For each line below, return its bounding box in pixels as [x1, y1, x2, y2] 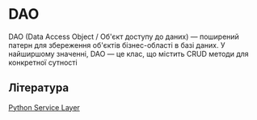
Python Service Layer [8, 102, 81, 112]
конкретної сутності [8, 58, 78, 67]
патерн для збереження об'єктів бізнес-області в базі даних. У [8, 40, 225, 49]
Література [8, 81, 70, 95]
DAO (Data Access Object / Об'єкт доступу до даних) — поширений [8, 32, 240, 41]
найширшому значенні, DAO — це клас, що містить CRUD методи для [8, 49, 249, 58]
